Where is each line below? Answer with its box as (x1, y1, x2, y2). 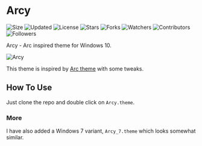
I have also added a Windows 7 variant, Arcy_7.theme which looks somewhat (6, 127, 196, 135)
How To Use (6, 83, 52, 93)
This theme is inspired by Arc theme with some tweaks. (6, 65, 144, 72)
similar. (6, 134, 24, 141)
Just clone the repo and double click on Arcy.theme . (6, 98, 134, 106)
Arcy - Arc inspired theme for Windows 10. (6, 42, 112, 49)
